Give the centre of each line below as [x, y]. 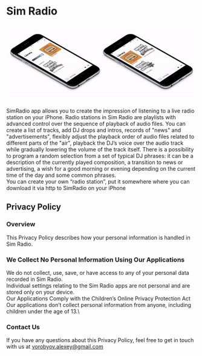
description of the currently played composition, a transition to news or [95, 162]
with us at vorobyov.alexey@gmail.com [55, 347]
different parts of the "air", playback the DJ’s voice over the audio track [95, 143]
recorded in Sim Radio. [35, 279]
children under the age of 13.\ [43, 311]
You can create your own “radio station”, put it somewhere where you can [98, 181]
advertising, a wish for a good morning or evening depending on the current [101, 168]
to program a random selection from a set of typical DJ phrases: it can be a [100, 156]
